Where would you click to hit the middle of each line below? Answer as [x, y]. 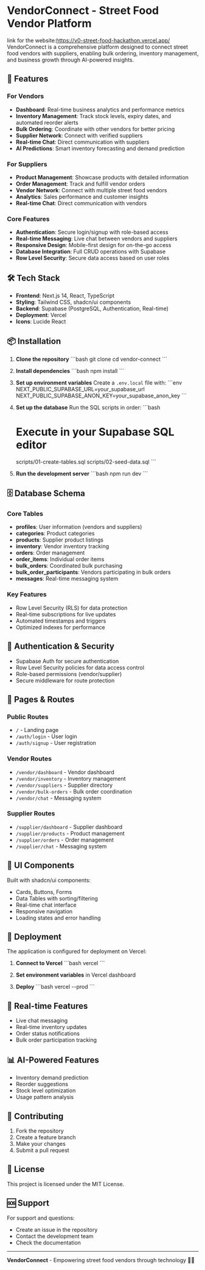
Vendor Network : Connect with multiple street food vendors [91, 190]
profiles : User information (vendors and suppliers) [79, 527]
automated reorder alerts [47, 122]
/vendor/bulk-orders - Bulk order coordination [74, 791]
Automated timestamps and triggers [61, 621]
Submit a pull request [42, 1150]
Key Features [27, 595]
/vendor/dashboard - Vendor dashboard [65, 772]
